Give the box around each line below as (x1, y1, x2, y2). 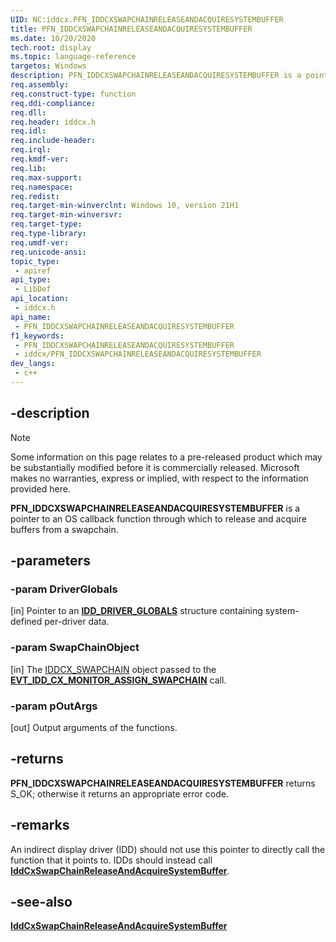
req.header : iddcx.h (10, 117, 97, 127)
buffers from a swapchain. (10, 523, 119, 535)
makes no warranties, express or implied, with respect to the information (10, 472, 309, 484)
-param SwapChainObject (10, 641, 140, 655)
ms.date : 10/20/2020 (10, 33, 97, 43)
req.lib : (10, 163, 47, 173)
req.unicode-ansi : (10, 247, 87, 257)
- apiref (14, 266, 52, 276)
